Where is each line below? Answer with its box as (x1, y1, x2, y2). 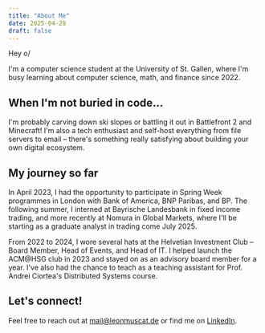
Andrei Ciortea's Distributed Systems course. (8, 271, 158, 281)
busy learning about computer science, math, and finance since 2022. (8, 73, 241, 83)
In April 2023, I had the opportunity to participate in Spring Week (8, 188, 222, 197)
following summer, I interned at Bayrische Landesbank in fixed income (8, 205, 241, 213)
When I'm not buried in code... (8, 95, 164, 109)
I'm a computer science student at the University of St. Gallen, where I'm (8, 64, 249, 74)
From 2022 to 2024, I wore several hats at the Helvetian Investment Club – (8, 238, 255, 246)
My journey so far (8, 166, 99, 180)
